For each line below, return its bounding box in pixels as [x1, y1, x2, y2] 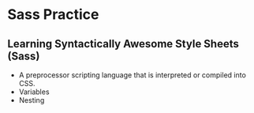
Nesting [18, 96, 45, 104]
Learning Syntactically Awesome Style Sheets [7, 37, 240, 51]
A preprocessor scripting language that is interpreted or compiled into [18, 70, 246, 80]
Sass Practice [7, 6, 99, 24]
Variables [18, 87, 50, 96]
